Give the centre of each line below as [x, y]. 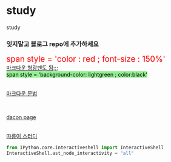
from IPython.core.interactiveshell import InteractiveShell [85, 148]
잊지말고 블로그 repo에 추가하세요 [52, 44]
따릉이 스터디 [22, 136]
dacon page [21, 117]
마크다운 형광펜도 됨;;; [32, 68]
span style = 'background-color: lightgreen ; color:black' [77, 75]
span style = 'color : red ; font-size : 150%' [86, 59]
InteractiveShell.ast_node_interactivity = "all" [70, 154]
